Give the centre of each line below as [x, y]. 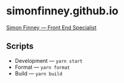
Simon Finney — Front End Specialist [52, 27]
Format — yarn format [42, 67]
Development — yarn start [49, 60]
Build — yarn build [38, 73]
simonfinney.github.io [62, 11]
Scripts [20, 46]
